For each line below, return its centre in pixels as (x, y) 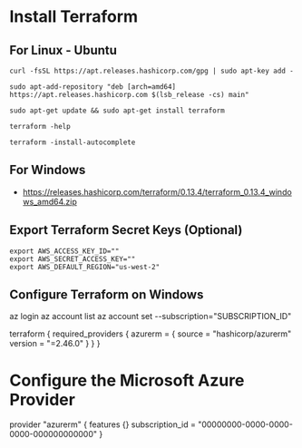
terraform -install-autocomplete (73, 142)
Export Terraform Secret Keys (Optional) (126, 230)
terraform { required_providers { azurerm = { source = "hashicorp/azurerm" (151, 334)
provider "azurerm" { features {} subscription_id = (103, 424)
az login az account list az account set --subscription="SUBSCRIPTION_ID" (151, 317)
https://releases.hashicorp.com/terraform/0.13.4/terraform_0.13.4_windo (157, 191)
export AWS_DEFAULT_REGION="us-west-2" (85, 267)
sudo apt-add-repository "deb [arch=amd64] (93, 87)
